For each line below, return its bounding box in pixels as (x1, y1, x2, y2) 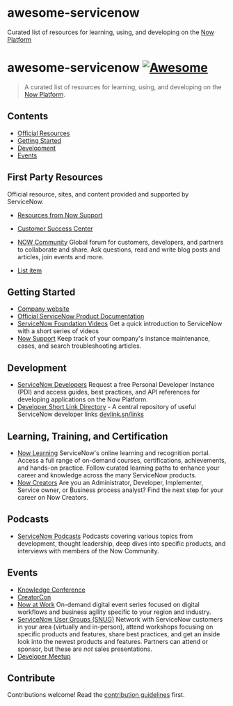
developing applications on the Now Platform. (17, 395, 148, 404)
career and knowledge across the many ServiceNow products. (17, 470, 197, 479)
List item (17, 266, 42, 275)
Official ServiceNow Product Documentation (17, 312, 145, 321)
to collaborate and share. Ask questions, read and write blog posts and (17, 245, 220, 254)
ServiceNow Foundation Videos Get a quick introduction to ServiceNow (17, 319, 223, 328)
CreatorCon (17, 592, 51, 601)
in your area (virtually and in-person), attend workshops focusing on (17, 622, 214, 631)
